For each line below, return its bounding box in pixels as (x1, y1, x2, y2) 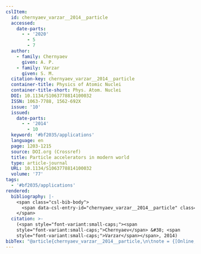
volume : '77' (11, 171, 44, 178)
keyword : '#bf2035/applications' (11, 132, 95, 138)
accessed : (11, 20, 35, 26)
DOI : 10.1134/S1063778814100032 (11, 93, 92, 99)
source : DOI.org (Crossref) (11, 149, 82, 155)
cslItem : (5, 8, 28, 15)
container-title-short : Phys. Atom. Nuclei (11, 87, 121, 93)
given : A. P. (21, 59, 55, 65)
